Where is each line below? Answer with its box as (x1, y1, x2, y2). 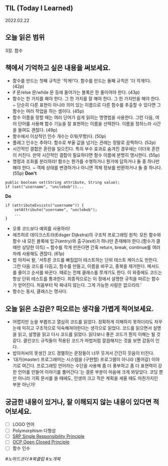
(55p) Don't (12, 170, 37, 176)
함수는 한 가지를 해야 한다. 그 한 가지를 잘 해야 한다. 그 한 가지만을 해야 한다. (12, 95, 160, 102)
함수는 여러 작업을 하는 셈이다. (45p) (12, 108, 84, 114)
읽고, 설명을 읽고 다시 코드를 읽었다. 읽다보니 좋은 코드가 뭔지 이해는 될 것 (18, 331, 161, 337)
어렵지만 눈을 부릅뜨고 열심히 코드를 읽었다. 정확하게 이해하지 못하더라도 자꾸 (12, 319, 163, 325)
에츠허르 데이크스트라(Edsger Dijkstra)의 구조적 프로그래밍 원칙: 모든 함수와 (12, 232, 161, 238)
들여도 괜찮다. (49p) (18, 127, 58, 133)
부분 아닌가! (12, 382, 36, 388)
